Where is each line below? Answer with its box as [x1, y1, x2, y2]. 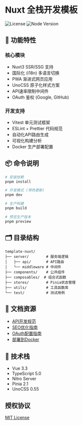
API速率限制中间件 [12, 88, 49, 94]
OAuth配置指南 [12, 331, 42, 337]
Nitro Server [12, 376, 37, 382]
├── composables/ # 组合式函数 [5, 275, 67, 280]
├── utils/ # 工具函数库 [5, 285, 69, 290]
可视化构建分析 [12, 137, 42, 143]
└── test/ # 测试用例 [5, 290, 65, 295]
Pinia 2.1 [12, 381, 28, 387]
